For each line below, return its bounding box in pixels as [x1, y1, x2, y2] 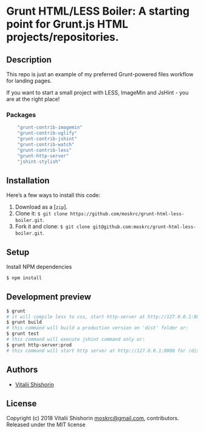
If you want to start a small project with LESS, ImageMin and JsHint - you [6, 89, 189, 96]
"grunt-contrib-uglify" [17, 130, 78, 137]
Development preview [6, 292, 92, 302]
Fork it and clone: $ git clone [15, 223, 90, 230]
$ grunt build [6, 319, 42, 326]
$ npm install [6, 275, 42, 281]
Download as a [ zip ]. [15, 203, 68, 211]
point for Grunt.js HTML [6, 17, 129, 31]
